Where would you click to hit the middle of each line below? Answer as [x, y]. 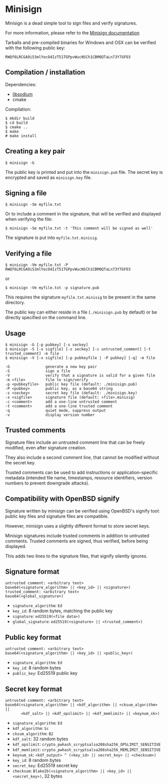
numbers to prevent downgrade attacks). [47, 483]
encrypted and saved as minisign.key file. [48, 177]
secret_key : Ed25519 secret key [45, 765]
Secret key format [34, 689]
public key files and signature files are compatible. [57, 516]
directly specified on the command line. [46, 318]
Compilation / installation [45, 72]
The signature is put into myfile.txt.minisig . [52, 238]
